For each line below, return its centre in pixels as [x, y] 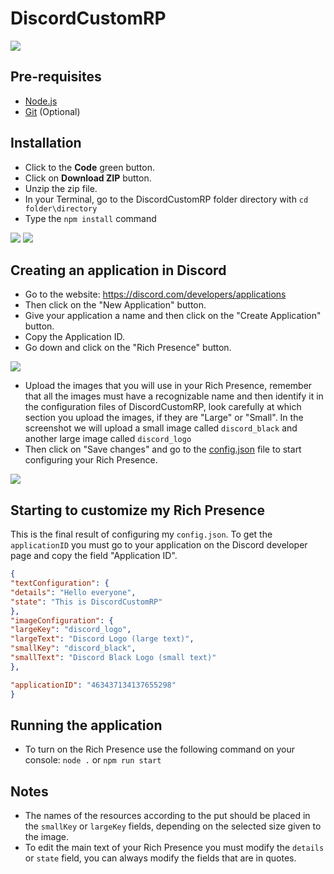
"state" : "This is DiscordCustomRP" [86, 602]
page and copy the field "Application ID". [94, 556]
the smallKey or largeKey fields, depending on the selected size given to [173, 826]
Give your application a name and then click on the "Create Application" [173, 316]
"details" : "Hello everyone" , [73, 592]
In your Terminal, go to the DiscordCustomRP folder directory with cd [166, 199]
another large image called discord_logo [108, 439]
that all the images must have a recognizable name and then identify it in [174, 396]
